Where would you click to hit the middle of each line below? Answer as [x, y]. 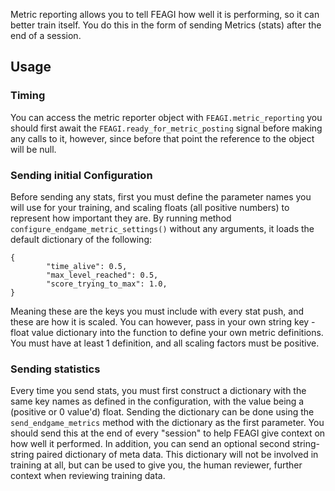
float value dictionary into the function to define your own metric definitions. [167, 332]
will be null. [33, 149]
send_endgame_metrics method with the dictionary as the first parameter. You [167, 423]
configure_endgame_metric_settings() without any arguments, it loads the [162, 228]
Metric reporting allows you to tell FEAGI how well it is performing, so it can [165, 14]
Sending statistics [55, 369]
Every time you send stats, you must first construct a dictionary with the [158, 391]
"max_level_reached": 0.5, [102, 275]
